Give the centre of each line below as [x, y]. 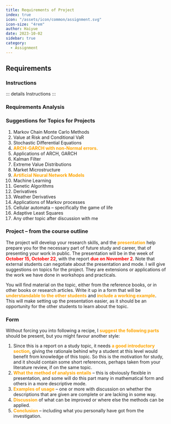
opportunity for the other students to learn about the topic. [67, 306]
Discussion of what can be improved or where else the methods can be [89, 400]
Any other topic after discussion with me [55, 218]
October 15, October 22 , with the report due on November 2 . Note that [80, 259]
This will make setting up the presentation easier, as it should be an [76, 301]
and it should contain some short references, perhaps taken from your [87, 362]
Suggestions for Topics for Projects [51, 121]
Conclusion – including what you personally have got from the [78, 411]
